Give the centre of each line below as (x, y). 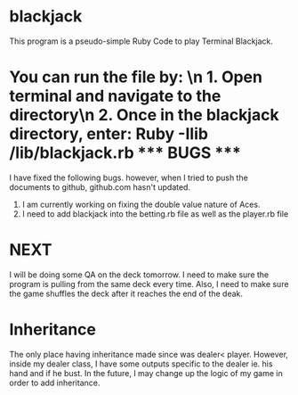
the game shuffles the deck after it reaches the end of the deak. (126, 293)
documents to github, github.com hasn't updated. (100, 187)
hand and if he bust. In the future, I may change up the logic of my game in (146, 373)
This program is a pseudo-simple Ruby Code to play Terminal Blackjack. (141, 41)
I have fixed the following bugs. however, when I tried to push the (129, 177)
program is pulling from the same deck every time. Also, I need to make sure (149, 284)
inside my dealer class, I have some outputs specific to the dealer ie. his (141, 364)
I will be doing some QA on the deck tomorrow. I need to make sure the (139, 275)
